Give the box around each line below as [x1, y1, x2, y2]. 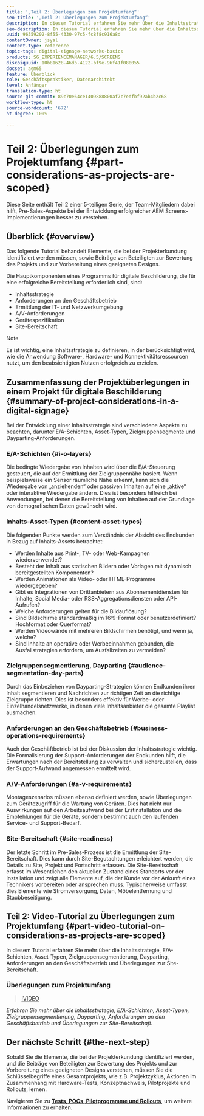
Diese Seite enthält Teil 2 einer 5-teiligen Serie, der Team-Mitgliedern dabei [6, 201, 195, 208]
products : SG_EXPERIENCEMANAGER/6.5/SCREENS [6, 54, 121, 60]
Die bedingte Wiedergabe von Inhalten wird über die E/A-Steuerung [6, 463, 175, 471]
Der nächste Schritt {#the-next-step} [6, 1037, 151, 1047]
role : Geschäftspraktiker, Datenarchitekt [6, 77, 115, 83]
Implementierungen [6, 214, 55, 221]
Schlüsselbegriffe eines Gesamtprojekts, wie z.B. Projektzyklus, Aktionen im [6, 1072, 197, 1080]
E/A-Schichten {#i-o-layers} [6, 449, 92, 458]
